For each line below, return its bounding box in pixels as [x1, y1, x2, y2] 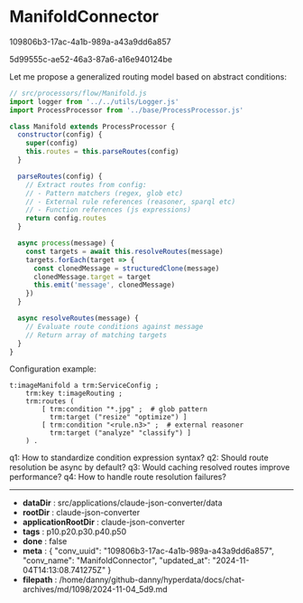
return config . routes [25, 214, 106, 223]
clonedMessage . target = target [32, 272, 151, 281]
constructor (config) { [17, 130, 103, 139]
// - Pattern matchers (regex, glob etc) [25, 188, 183, 198]
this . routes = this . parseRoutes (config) [25, 147, 179, 156]
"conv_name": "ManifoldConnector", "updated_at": [22, 555, 210, 566]
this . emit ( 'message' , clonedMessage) [32, 280, 176, 290]
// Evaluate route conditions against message [25, 322, 204, 331]
